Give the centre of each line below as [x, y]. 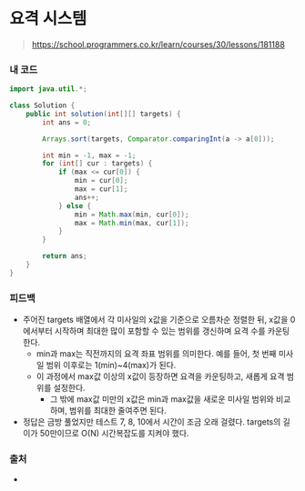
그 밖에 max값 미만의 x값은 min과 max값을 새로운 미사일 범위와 [162, 399]
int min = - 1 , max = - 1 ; [89, 155]
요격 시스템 [48, 19]
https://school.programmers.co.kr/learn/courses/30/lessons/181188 [158, 44]
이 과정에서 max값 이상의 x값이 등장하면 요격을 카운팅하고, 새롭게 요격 [160, 376]
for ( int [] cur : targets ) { [97, 164]
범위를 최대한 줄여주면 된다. [118, 411]
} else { [75, 205]
